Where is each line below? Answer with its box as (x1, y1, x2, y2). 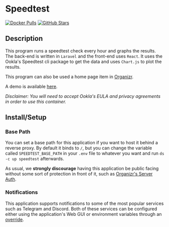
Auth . (5, 176, 17, 182)
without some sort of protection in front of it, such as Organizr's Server (5, 171, 153, 177)
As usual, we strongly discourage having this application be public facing (5, 165, 159, 172)
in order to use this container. (5, 98, 67, 104)
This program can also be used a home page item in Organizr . (5, 74, 134, 80)
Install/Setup (5, 113, 47, 122)
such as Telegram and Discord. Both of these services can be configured (5, 205, 157, 212)
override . (5, 216, 24, 222)
